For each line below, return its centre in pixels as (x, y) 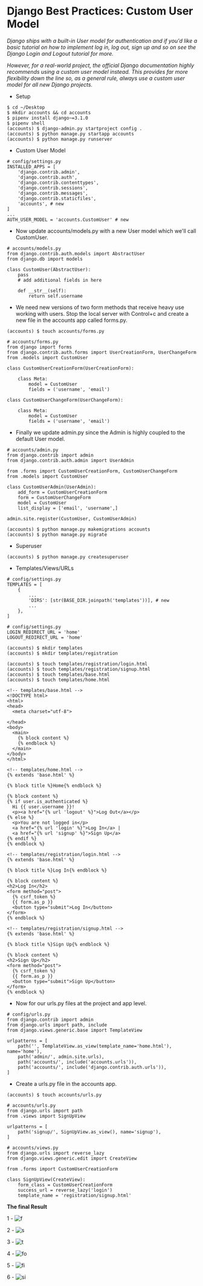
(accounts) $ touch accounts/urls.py (54, 1095)
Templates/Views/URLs (45, 568)
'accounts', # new (41, 204)
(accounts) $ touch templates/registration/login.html (77, 664)
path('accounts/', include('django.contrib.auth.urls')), (92, 1067)
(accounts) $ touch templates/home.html (59, 680)
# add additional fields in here (60, 280)
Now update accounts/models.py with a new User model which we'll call (106, 230)
